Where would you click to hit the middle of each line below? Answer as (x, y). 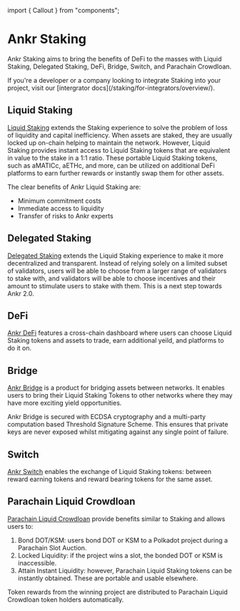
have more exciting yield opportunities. (65, 403)
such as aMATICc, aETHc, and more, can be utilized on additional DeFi (111, 165)
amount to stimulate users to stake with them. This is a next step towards (115, 286)
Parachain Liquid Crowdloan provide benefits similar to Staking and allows (116, 519)
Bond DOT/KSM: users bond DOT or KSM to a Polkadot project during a (123, 540)
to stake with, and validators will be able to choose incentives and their (111, 278)
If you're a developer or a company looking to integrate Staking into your (114, 80)
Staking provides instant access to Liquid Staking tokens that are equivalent (119, 150)
